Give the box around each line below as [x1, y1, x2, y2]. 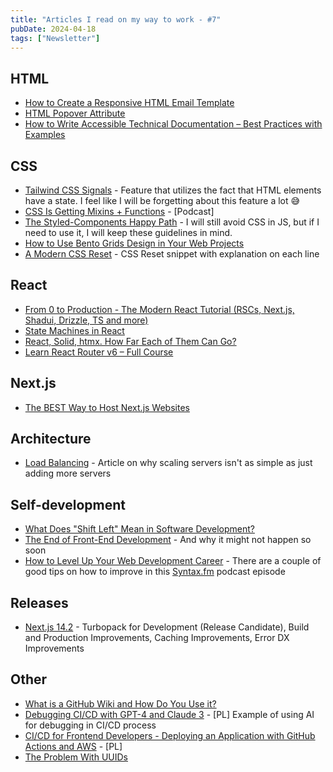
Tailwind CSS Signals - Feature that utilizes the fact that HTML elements [24, 184, 322, 196]
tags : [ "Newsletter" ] [10, 33, 101, 43]
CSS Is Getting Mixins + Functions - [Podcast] [24, 206, 215, 217]
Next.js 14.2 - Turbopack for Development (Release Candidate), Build [24, 621, 310, 633]
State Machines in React [24, 324, 125, 336]
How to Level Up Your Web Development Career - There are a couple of [24, 555, 322, 567]
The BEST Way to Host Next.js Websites [24, 401, 190, 413]
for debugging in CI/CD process [24, 719, 157, 731]
